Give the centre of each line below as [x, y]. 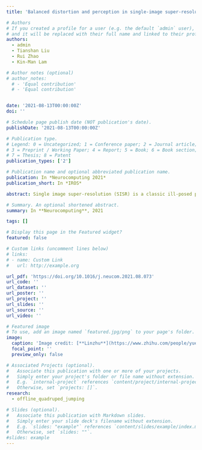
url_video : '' [24, 316]
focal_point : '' [32, 349]
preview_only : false [37, 354]
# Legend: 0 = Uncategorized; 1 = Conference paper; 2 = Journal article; [102, 144]
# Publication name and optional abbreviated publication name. [88, 172]
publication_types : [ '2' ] [38, 161]
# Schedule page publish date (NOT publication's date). [79, 122]
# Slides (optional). [33, 410]
